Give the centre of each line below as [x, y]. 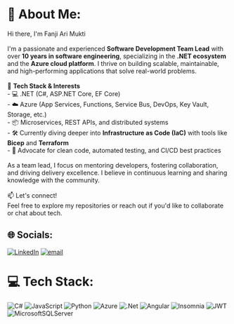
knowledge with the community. [53, 180]
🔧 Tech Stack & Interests [44, 86]
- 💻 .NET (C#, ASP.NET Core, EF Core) [64, 93]
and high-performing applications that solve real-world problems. [102, 71]
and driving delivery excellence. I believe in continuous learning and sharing [117, 173]
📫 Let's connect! [32, 195]
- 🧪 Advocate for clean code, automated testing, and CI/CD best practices [114, 150]
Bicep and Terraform [38, 142]
